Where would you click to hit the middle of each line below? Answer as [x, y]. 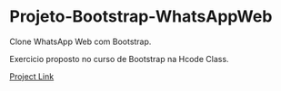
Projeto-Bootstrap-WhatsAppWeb [141, 17]
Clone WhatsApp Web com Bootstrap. [80, 41]
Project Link [32, 76]
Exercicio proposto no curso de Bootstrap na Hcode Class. [119, 59]
